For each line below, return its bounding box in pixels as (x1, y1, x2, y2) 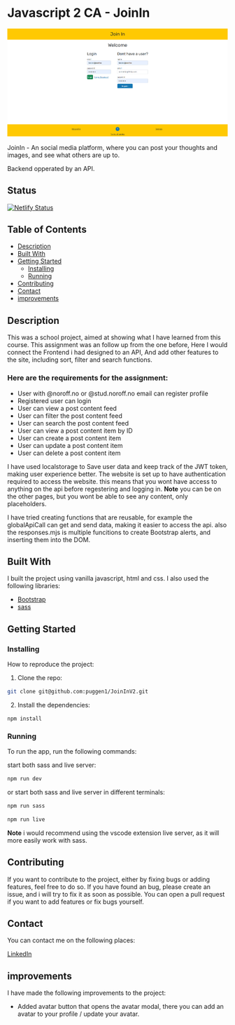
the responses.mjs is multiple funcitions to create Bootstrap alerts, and (7, 528, 211, 536)
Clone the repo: (17, 674, 63, 681)
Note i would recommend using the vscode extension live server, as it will (7, 829, 220, 837)
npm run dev (7, 775, 42, 782)
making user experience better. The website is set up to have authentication (7, 470, 226, 478)
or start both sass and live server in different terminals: (7, 788, 166, 796)
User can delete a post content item (17, 449, 121, 457)
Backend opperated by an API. (7, 164, 95, 172)
